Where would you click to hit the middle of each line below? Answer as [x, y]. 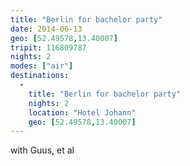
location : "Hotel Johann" [82, 112]
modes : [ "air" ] [42, 66]
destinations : [40, 76]
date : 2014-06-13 [46, 29]
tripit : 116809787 [48, 47]
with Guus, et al [42, 150]
